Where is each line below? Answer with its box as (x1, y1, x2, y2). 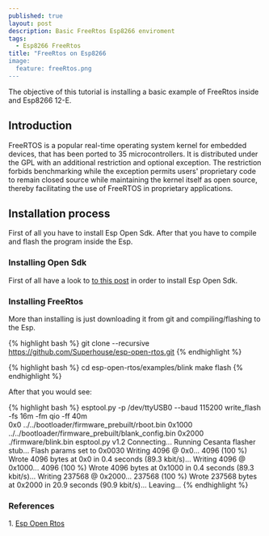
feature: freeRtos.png (15, 65, 92, 73)
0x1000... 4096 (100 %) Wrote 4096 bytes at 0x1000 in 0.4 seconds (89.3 (8, 462, 254, 472)
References (8, 500, 55, 511)
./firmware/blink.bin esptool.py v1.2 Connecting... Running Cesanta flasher (8, 436, 256, 446)
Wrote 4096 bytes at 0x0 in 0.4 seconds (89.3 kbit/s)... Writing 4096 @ (8, 454, 246, 464)
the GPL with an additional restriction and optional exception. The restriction (8, 157, 262, 167)
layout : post (8, 19, 53, 28)
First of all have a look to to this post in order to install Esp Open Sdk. (8, 275, 238, 285)
